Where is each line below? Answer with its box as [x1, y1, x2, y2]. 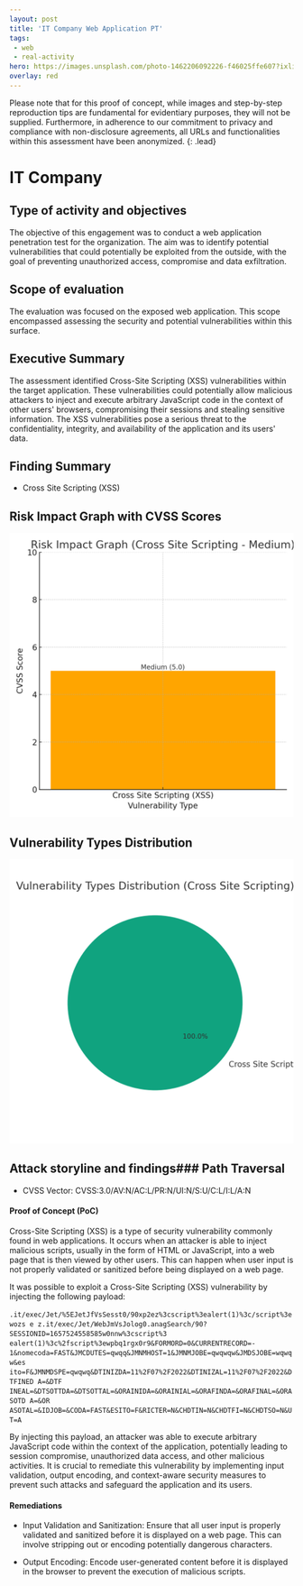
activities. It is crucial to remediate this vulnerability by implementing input [9, 1460, 285, 1471]
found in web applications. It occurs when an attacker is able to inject [9, 1235, 268, 1246]
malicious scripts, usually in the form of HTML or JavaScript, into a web [9, 1244, 275, 1255]
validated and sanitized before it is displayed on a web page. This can [22, 1529, 282, 1541]
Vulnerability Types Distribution [9, 835, 193, 850]
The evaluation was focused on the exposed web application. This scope [9, 306, 281, 316]
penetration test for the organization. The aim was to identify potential [9, 236, 269, 247]
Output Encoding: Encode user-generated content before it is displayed [22, 1556, 289, 1568]
